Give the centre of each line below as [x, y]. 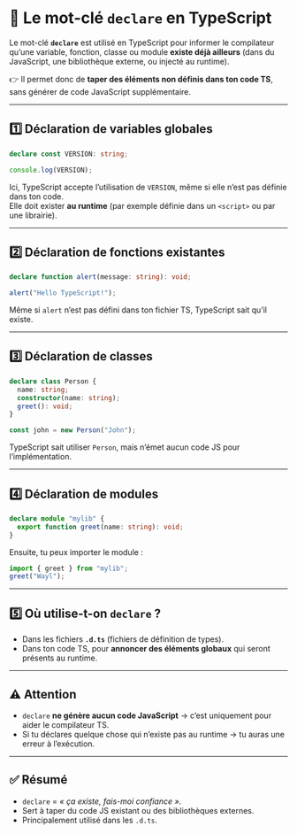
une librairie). [33, 215]
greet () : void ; [45, 406]
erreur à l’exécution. [58, 744]
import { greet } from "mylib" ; [69, 568]
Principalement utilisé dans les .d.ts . [89, 820]
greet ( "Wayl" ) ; [37, 576]
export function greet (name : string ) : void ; [100, 527]
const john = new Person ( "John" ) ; [73, 430]
